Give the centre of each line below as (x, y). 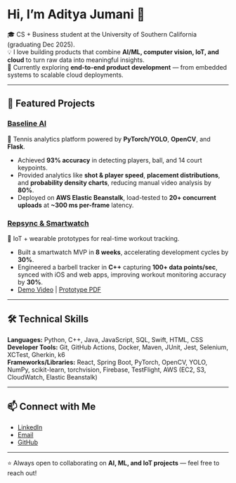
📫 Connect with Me (52, 407)
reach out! (22, 473)
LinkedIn (30, 427)
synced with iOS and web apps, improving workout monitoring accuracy (122, 275)
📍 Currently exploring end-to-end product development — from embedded (117, 67)
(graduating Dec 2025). (41, 44)
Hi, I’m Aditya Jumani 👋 (76, 14)
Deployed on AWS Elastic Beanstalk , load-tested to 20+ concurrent (117, 197)
